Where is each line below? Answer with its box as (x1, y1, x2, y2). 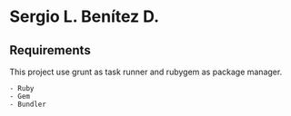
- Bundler (9, 100, 47, 109)
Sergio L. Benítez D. (9, 6, 160, 27)
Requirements (9, 43, 91, 58)
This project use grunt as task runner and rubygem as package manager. (9, 66, 283, 77)
